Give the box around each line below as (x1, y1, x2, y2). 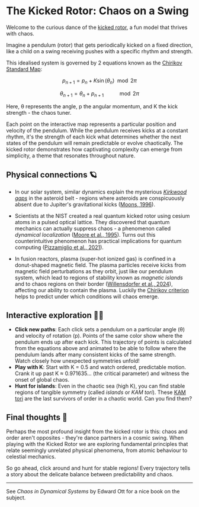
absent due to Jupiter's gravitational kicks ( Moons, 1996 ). (14, 201, 156, 208)
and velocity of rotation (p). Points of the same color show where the (14, 332, 183, 340)
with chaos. (6, 30, 34, 37)
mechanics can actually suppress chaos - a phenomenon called (14, 225, 171, 232)
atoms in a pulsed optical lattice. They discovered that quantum (14, 219, 170, 226)
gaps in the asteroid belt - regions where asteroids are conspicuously (14, 195, 185, 202)
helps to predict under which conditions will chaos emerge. (14, 293, 159, 300)
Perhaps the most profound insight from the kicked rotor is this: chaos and (6, 428, 188, 435)
